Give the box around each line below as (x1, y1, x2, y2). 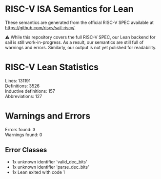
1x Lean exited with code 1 (12, 169, 65, 175)
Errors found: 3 (5, 126, 36, 132)
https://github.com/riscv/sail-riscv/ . (5, 24, 76, 30)
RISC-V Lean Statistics (5, 62, 99, 73)
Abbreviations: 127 (5, 93, 42, 99)
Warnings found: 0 (5, 132, 42, 138)
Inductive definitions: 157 (5, 88, 55, 94)
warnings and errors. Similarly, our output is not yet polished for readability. (5, 44, 157, 50)
